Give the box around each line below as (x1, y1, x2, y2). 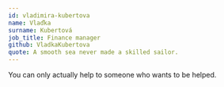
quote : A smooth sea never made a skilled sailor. (8, 48, 179, 56)
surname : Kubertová (8, 26, 73, 34)
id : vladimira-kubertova (8, 11, 90, 20)
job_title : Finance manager (8, 33, 101, 42)
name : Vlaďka (8, 19, 51, 27)
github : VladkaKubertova (8, 41, 90, 49)
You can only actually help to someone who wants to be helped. (8, 70, 217, 79)
